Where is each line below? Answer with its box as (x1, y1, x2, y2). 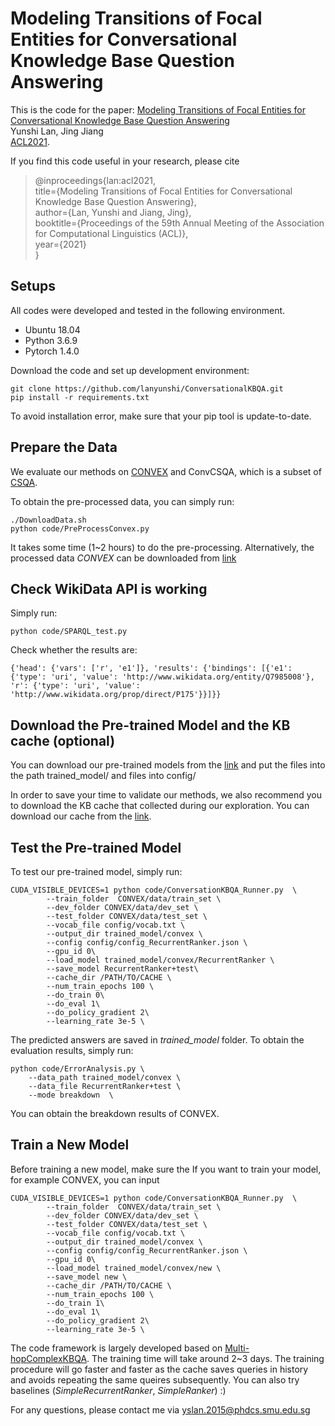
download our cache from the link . (10, 810, 152, 822)
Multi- (224, 1342, 250, 1354)
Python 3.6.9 (24, 334, 78, 346)
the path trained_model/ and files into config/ (10, 770, 197, 782)
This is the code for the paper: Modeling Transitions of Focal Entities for (10, 103, 306, 116)
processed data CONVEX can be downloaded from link (10, 552, 237, 564)
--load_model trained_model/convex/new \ (46, 1263, 222, 1273)
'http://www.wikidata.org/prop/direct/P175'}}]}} (10, 690, 222, 700)
